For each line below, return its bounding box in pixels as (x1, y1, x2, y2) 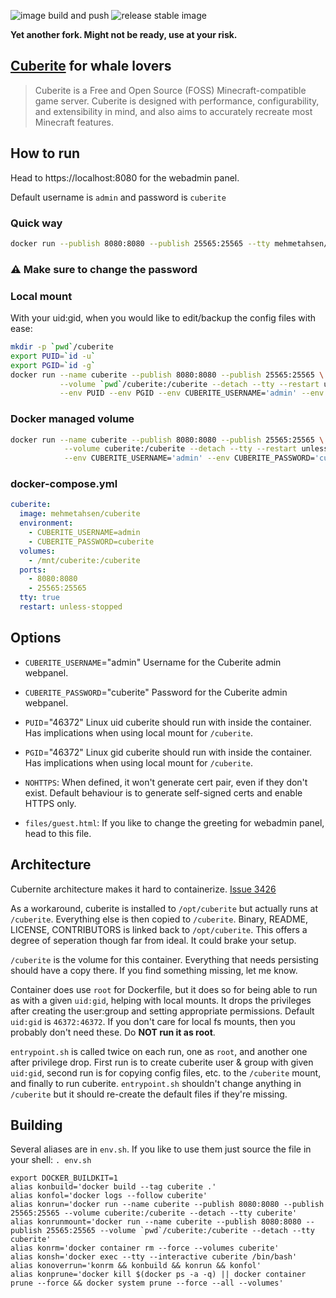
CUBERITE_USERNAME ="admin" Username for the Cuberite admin (24, 656, 282, 668)
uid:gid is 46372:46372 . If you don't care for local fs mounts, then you (10, 1015, 296, 1027)
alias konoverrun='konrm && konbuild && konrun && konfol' (10, 1261, 262, 1271)
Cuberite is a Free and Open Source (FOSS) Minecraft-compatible (34, 84, 307, 96)
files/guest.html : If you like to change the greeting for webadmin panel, (24, 816, 325, 829)
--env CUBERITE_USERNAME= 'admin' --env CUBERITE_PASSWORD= (63, 453, 315, 464)
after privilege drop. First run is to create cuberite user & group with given (10, 1056, 314, 1068)
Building (10, 1117, 63, 1134)
